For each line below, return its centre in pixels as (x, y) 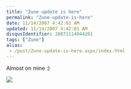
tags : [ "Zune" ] (25, 40)
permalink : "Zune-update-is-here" (50, 17)
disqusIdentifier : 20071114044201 (50, 34)
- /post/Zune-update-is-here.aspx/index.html (67, 51)
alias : (14, 46)
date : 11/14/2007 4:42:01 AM (43, 23)
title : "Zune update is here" (44, 12)
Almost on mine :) (28, 68)
